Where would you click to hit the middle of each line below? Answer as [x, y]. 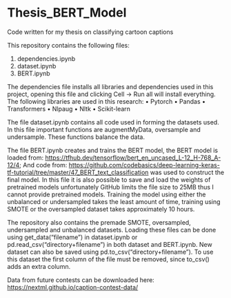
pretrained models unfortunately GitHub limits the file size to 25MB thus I [110, 187]
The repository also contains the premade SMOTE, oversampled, [99, 222]
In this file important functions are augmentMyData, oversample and [104, 129]
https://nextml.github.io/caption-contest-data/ [73, 287]
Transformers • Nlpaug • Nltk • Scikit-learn [69, 109]
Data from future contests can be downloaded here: [81, 280]
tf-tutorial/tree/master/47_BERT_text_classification [78, 172]
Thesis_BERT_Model [67, 13]
